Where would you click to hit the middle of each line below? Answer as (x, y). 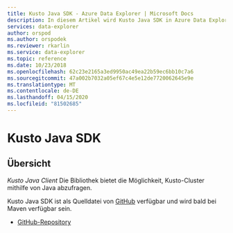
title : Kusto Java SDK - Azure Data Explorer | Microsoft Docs (101, 14)
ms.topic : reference (37, 59)
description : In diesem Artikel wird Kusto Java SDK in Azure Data (107, 20)
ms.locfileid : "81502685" (44, 104)
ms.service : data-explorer (46, 53)
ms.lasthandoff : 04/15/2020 (48, 98)
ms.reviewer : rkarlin (38, 46)
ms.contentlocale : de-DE (43, 91)
